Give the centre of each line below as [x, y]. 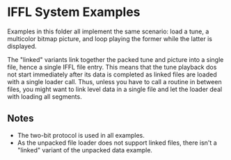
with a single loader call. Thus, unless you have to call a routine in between [114, 81]
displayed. [22, 46]
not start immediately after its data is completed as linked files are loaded [112, 74]
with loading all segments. [45, 96]
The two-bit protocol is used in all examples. [81, 135]
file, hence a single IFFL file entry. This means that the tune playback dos [112, 67]
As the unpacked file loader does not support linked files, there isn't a [117, 143]
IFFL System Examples [74, 12]
